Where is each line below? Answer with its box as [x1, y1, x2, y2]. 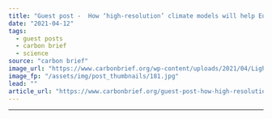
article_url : [8, 87, 53, 96]
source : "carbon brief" [8, 57, 89, 66]
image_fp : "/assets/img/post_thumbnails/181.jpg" [8, 72, 180, 80]
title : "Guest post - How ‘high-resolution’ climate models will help [8, 11, 255, 20]
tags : [8, 27, 27, 35]
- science [15, 49, 49, 57]
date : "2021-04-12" [8, 19, 74, 28]
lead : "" [8, 79, 38, 87]
